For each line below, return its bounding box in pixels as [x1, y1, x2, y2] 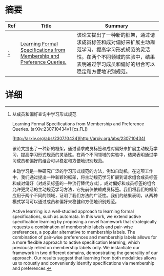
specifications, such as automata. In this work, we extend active [12, 213, 141, 219]
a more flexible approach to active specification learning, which [12, 239, 140, 245]
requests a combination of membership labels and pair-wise [12, 224, 133, 230]
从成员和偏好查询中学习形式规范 [12, 111, 77, 117]
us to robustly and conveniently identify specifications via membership [12, 260, 155, 266]
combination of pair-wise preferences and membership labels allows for [12, 234, 157, 240]
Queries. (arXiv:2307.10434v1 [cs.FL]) [12, 126, 88, 132]
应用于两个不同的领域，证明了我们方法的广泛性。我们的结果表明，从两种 [12, 192, 158, 198]
